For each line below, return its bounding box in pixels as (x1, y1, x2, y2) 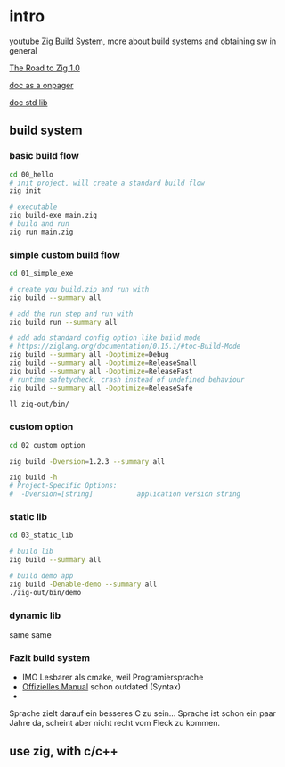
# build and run (9, 219, 69, 228)
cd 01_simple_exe (9, 269, 74, 278)
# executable (9, 202, 58, 211)
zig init (9, 186, 42, 195)
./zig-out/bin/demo (9, 588, 82, 597)
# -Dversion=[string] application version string (9, 490, 241, 499)
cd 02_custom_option (9, 441, 86, 449)
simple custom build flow (9, 248, 120, 260)
